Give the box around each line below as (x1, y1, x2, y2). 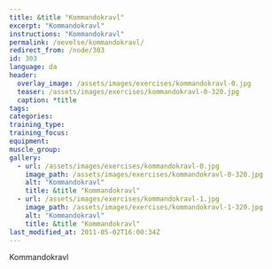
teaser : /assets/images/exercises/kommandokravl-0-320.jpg (17, 87, 240, 96)
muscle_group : (9, 145, 62, 154)
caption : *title (17, 95, 77, 105)
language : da (9, 63, 58, 72)
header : (9, 71, 38, 80)
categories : (9, 112, 53, 121)
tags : (9, 104, 29, 113)
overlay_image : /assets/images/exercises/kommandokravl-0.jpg (17, 79, 252, 88)
